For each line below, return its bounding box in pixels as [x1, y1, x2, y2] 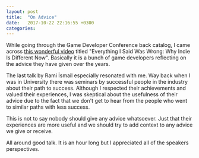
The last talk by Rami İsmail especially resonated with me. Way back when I [6, 72, 191, 79]
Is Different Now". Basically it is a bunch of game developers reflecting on [6, 54, 187, 61]
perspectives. [6, 146, 40, 153]
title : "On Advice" [6, 14, 58, 20]
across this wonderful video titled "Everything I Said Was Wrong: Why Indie [6, 48, 190, 55]
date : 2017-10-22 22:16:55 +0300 [6, 20, 94, 26]
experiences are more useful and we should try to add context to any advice [6, 121, 193, 128]
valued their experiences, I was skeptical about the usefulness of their [6, 91, 178, 98]
